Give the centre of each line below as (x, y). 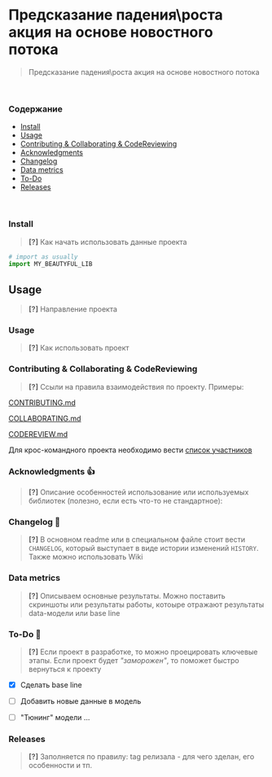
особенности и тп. (60, 766)
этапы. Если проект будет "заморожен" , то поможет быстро (134, 660)
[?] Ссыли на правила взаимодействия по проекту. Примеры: (136, 386)
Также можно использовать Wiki (86, 557)
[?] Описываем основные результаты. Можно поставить (127, 596)
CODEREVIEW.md (38, 434)
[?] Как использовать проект (79, 348)
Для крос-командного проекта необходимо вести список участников (130, 450)
